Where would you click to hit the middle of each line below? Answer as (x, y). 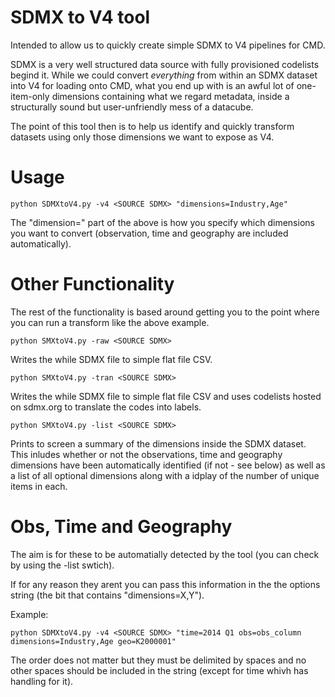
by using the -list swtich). (62, 565)
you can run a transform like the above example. (110, 322)
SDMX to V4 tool (80, 17)
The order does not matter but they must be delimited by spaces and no (158, 660)
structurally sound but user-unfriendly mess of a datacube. (132, 107)
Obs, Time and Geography (121, 527)
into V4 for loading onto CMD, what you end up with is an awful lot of (152, 85)
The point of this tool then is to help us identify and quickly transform (152, 126)
